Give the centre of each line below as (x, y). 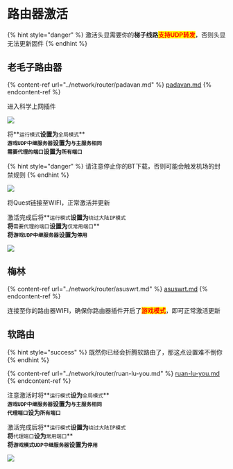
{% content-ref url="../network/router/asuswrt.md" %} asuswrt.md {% (107, 289)
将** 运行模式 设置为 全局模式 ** (46, 134)
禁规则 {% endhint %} (38, 175)
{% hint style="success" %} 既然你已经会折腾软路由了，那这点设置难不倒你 (115, 352)
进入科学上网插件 (32, 106)
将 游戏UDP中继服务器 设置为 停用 (48, 235)
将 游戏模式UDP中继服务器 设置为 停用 (53, 445)
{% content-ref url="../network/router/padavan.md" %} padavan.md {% (110, 85)
